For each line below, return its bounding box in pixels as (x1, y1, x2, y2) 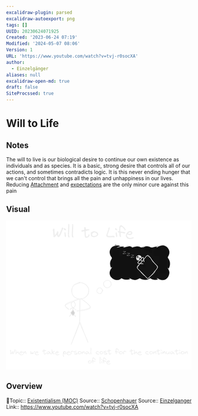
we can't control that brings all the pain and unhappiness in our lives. (6, 175, 174, 181)
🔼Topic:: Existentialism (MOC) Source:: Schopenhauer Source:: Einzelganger (6, 396, 192, 404)
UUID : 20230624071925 (6, 28, 60, 34)
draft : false (6, 84, 38, 90)
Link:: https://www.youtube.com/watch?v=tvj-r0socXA (6, 403, 138, 410)
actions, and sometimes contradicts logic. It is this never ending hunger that (6, 168, 190, 175)
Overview (6, 381, 43, 391)
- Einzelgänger (11, 66, 49, 71)
